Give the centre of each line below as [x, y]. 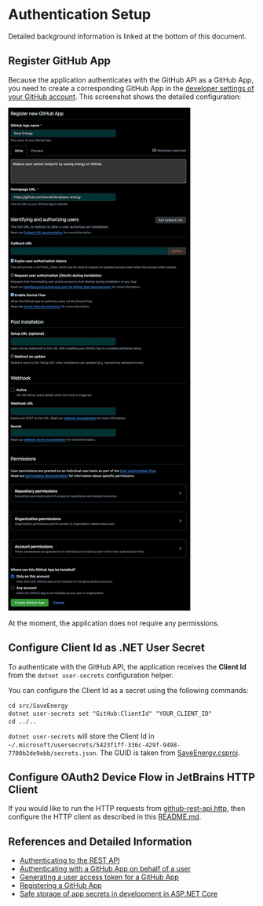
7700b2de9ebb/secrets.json [52, 753]
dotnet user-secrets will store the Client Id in [81, 735]
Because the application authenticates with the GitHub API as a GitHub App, [131, 79]
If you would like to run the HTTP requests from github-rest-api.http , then [127, 809]
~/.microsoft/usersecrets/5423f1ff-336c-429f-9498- [94, 745]
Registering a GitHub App [60, 886]
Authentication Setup [80, 15]
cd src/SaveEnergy [38, 706]
